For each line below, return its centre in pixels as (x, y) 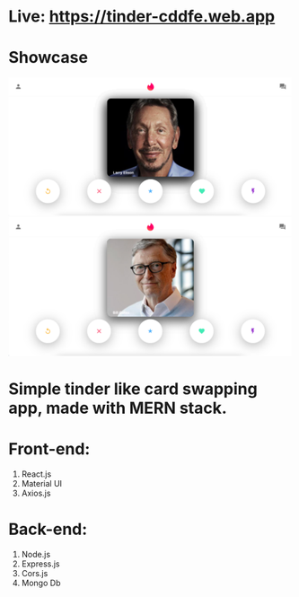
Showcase (48, 58)
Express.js (40, 564)
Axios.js (36, 493)
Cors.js (35, 573)
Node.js (36, 554)
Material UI (42, 483)
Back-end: (48, 529)
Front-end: (49, 449)
